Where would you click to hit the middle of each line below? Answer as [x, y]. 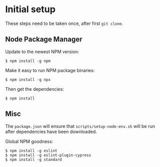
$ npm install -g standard [34, 159]
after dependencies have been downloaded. [51, 131]
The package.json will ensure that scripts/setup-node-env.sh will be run [80, 126]
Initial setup [30, 9]
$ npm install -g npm [28, 61]
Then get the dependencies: [35, 89]
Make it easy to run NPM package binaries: [50, 70]
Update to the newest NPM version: [42, 51]
